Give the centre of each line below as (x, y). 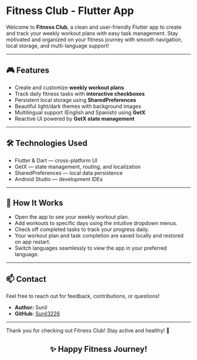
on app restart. (33, 242)
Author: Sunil (31, 308)
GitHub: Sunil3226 (37, 314)
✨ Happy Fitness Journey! (98, 349)
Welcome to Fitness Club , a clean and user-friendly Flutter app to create (94, 27)
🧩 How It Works (35, 203)
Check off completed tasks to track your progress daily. (82, 229)
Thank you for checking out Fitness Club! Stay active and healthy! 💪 (88, 331)
